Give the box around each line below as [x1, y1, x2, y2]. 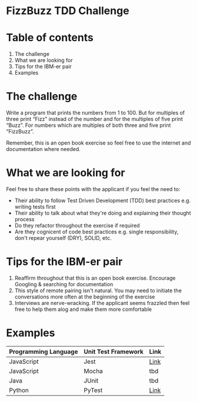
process [14, 216, 35, 223]
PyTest [84, 386, 103, 394]
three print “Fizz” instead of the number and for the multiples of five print [6, 116, 183, 123]
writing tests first [14, 203, 56, 210]
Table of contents [6, 31, 94, 45]
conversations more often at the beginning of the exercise [14, 293, 155, 300]
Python [9, 386, 29, 394]
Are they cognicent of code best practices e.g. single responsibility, [14, 228, 179, 235]
